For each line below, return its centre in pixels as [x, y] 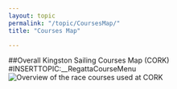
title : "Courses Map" [45, 30]
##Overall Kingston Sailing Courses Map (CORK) [89, 60]
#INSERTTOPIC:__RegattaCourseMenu [72, 69]
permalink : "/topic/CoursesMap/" [64, 23]
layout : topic [32, 16]
